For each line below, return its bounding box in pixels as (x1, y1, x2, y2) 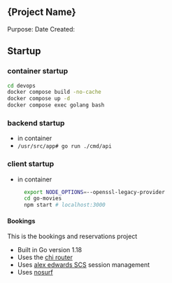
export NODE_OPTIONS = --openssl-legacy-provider (24, 188, 166, 195)
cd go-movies (24, 195, 62, 202)
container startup (7, 67, 69, 76)
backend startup (7, 118, 65, 127)
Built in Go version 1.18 (17, 246, 83, 254)
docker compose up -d (7, 95, 71, 102)
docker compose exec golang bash (7, 102, 105, 109)
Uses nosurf (17, 268, 54, 277)
